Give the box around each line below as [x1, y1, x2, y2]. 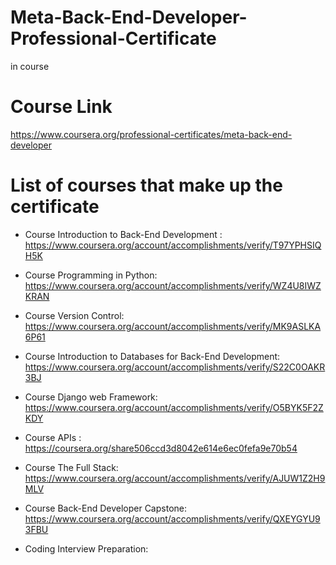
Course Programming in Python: [24, 269, 158, 281]
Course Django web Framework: [24, 391, 158, 403]
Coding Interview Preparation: [24, 542, 149, 555]
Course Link [10, 96, 113, 118]
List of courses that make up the [10, 174, 283, 197]
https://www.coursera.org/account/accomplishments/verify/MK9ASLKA [24, 320, 322, 332]
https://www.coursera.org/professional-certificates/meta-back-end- [10, 128, 293, 140]
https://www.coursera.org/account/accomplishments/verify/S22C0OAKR [24, 361, 326, 373]
